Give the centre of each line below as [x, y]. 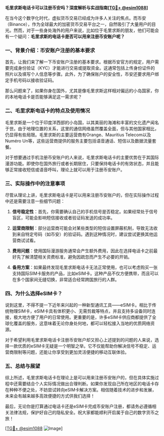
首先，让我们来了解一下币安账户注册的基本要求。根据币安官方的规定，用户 [80, 62]
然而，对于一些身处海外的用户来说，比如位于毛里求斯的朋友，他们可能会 [86, 30]
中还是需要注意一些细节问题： [35, 201]
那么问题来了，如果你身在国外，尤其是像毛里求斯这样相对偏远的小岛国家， [80, 91]
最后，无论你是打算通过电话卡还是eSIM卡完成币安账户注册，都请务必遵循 [79, 407]
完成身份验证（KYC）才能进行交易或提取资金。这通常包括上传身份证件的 [82, 68]
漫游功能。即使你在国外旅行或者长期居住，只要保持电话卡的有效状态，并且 [80, 163]
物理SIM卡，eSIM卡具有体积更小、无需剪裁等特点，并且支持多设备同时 [80, 311]
